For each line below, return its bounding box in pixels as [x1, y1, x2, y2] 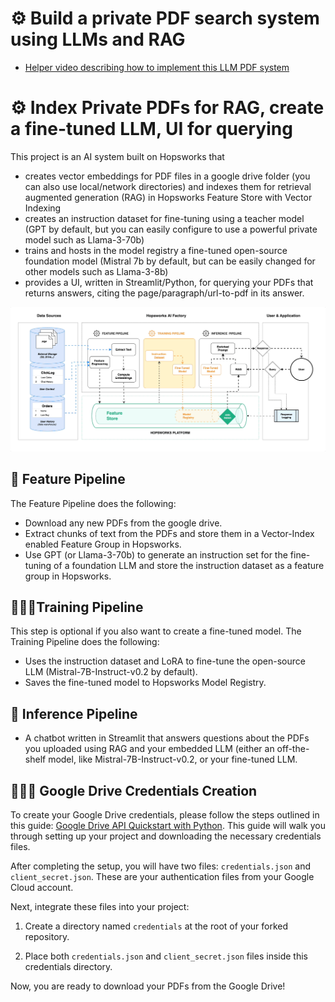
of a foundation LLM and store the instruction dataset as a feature [53, 559, 325, 571]
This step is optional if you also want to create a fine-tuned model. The [10, 625, 302, 637]
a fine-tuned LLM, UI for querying [10, 118, 293, 141]
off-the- [276, 743, 310, 755]
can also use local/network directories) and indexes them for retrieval [24, 180, 312, 192]
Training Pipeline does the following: [10, 636, 160, 648]
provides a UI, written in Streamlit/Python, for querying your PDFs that [24, 276, 314, 288]
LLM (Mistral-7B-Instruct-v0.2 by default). [24, 666, 198, 678]
